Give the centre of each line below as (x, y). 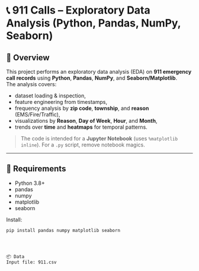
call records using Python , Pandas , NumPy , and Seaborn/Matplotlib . (92, 78)
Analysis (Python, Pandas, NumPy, (94, 23)
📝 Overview (28, 58)
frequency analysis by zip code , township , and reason (82, 108)
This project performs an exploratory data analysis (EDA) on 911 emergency (99, 72)
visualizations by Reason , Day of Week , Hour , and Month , (86, 121)
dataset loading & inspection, (50, 96)
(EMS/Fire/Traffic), (37, 115)
